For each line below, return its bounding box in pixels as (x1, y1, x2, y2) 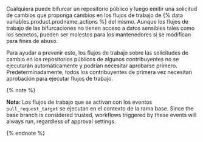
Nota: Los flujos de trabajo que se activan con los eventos (6, 98, 153, 106)
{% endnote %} (6, 130, 46, 137)
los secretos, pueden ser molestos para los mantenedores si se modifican (6, 31, 191, 38)
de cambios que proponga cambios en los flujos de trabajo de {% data (6, 12, 184, 19)
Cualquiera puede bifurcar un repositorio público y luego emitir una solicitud (6, 5, 198, 12)
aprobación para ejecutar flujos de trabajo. (6, 75, 114, 82)
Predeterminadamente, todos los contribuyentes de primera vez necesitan (6, 69, 193, 75)
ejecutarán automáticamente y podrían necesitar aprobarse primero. (6, 62, 177, 69)
